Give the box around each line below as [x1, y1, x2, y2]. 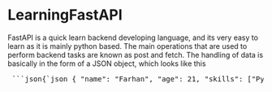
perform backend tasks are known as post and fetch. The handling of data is [7, 50, 264, 59]
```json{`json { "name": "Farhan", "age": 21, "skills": [11, 74, 244, 83]
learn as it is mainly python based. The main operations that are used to [7, 41, 248, 50]
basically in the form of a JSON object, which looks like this [7, 59, 206, 68]
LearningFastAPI [7, 6, 123, 24]
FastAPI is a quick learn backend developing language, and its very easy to [7, 33, 259, 42]
